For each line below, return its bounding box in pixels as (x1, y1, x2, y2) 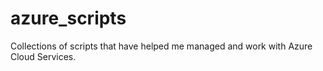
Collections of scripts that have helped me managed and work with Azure (10, 40, 313, 52)
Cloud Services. (10, 50, 77, 62)
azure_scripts (10, 7, 127, 30)
